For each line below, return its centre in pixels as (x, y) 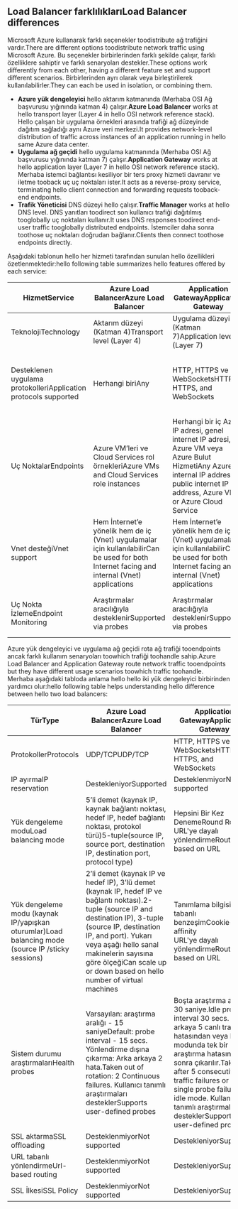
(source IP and (129, 909)
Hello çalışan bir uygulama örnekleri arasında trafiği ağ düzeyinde (113, 121)
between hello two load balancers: (58, 694)
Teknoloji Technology (45, 332)
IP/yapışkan (30, 922)
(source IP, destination (123, 926)
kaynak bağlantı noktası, (126, 808)
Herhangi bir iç (197, 421)
